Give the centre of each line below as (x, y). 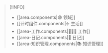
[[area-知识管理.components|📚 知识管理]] (60, 44)
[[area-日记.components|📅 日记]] (51, 37)
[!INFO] (17, 7)
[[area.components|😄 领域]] (46, 17)
